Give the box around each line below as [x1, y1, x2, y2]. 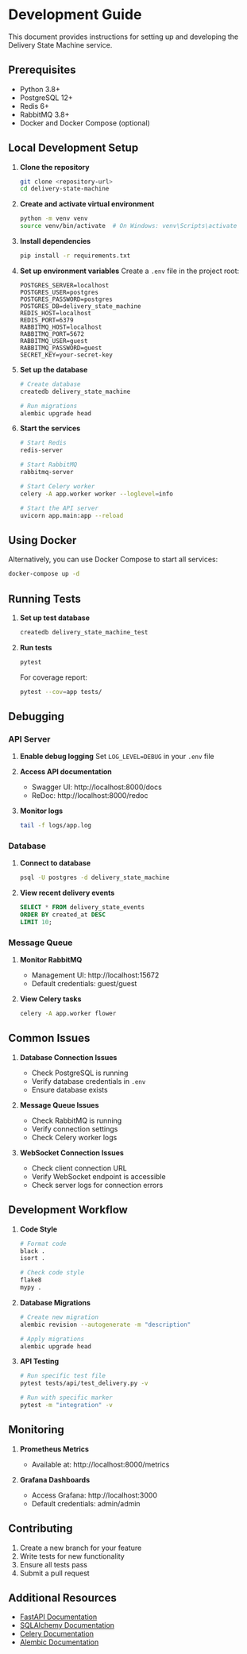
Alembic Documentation [19, 1637, 99, 1647]
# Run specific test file [19, 1372, 106, 1380]
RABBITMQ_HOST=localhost [19, 323, 102, 331]
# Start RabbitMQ [19, 461, 78, 469]
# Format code [19, 1240, 67, 1247]
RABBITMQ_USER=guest [19, 337, 88, 345]
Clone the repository [19, 162, 90, 172]
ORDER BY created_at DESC [19, 911, 106, 919]
